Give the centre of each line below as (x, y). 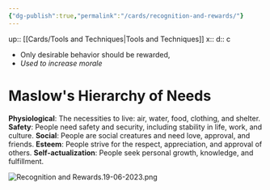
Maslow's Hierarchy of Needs (110, 96)
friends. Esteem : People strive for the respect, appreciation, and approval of (135, 144)
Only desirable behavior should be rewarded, (95, 54)
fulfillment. (26, 161)
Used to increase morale (61, 63)
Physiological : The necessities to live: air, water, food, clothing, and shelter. (135, 118)
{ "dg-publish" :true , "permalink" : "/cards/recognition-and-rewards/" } (126, 16)
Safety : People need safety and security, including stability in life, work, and (135, 127)
